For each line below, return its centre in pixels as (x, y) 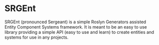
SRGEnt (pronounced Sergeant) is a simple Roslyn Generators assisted (75, 22)
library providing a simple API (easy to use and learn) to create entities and (79, 32)
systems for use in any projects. (36, 37)
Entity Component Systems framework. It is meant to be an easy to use (76, 27)
